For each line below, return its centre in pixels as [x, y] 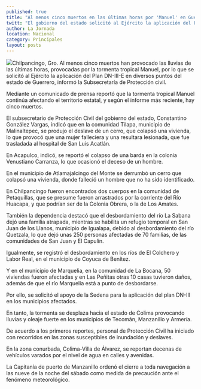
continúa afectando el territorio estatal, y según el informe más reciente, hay [100, 100]
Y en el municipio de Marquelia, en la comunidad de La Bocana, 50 [89, 270]
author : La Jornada [31, 28]
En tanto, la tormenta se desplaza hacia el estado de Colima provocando [95, 313]
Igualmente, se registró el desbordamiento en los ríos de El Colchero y [93, 252]
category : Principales [34, 40]
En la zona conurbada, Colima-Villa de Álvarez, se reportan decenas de [94, 349]
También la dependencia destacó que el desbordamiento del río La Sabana [98, 215]
